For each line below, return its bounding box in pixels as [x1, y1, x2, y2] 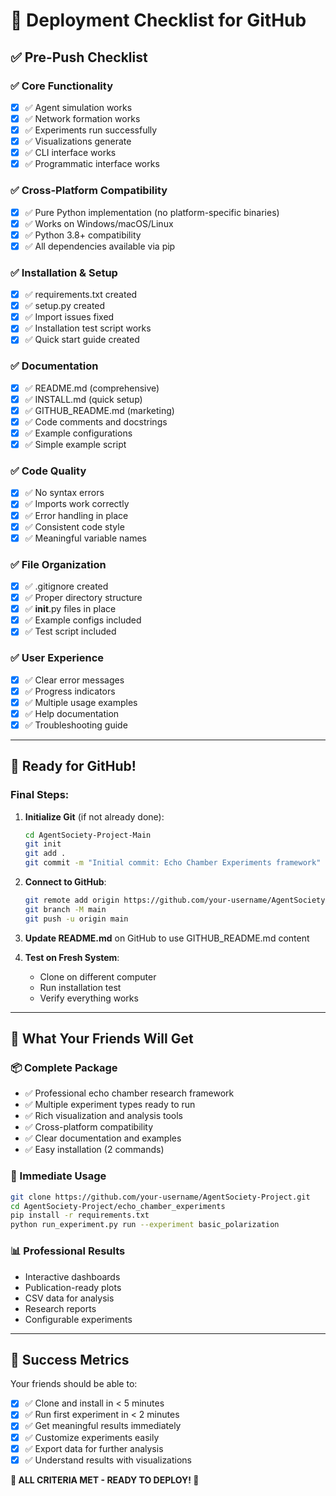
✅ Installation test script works [24, 322, 152, 334]
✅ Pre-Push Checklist [10, 49, 148, 66]
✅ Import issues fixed [24, 311, 115, 323]
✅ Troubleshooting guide [24, 719, 128, 731]
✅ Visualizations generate [24, 135, 132, 148]
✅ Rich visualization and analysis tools [24, 1110, 184, 1122]
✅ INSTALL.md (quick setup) [24, 393, 143, 405]
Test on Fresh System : [24, 951, 120, 963]
